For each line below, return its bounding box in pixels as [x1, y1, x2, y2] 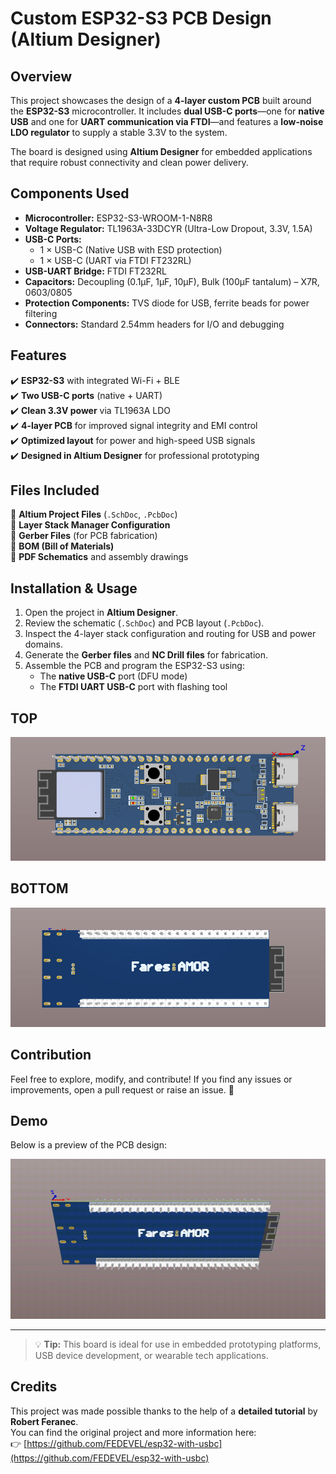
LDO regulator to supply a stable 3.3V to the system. [10, 127, 228, 138]
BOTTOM [10, 880, 69, 897]
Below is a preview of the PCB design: [10, 1139, 167, 1151]
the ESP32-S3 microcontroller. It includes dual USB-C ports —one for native [10, 105, 325, 117]
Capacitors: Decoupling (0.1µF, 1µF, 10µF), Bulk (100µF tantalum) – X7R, [24, 275, 320, 287]
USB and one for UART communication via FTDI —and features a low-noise [10, 116, 324, 127]
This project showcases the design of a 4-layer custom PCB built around [10, 95, 312, 106]
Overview [10, 68, 73, 85]
